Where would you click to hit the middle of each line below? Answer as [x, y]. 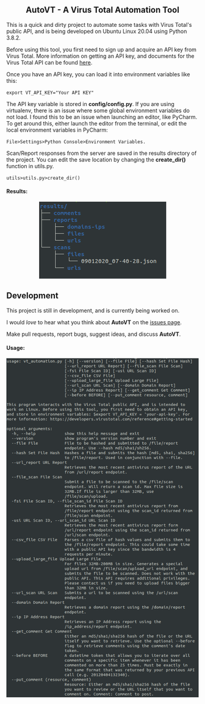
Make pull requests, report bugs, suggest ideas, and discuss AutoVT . [94, 334]
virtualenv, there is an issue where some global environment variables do [98, 110]
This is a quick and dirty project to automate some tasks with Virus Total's [99, 24]
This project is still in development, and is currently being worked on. [93, 310]
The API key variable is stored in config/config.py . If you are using [91, 104]
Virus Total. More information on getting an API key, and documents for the [100, 56]
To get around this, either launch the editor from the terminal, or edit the [97, 123]
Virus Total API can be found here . [49, 62]
